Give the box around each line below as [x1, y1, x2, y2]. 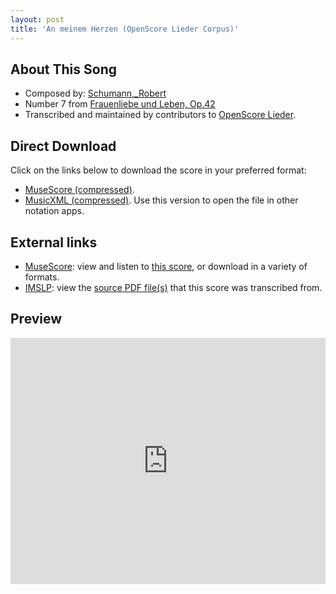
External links [10, 234, 98, 251]
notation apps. [24, 205, 85, 217]
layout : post [10, 14, 65, 25]
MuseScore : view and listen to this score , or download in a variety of [24, 260, 308, 272]
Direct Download [10, 137, 117, 155]
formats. [24, 271, 60, 283]
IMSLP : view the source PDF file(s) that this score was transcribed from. [24, 281, 323, 293]
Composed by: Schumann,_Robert [24, 87, 167, 100]
